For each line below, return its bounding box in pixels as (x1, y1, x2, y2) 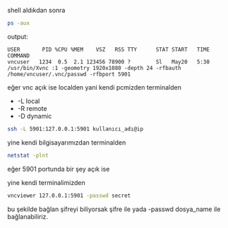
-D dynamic (17, 112, 52, 120)
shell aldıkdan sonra (7, 6, 66, 14)
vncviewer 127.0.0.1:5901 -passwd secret (7, 192, 131, 199)
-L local (17, 97, 40, 105)
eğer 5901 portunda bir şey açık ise (7, 164, 110, 173)
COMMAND (7, 52, 30, 59)
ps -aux (7, 20, 30, 27)
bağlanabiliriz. (7, 212, 48, 221)
